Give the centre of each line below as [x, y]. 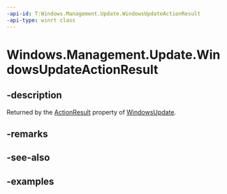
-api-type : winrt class [41, 20]
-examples [30, 181]
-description [34, 95]
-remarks [27, 134]
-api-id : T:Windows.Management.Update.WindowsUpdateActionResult [103, 14]
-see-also [28, 158]
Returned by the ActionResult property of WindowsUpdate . [91, 112]
